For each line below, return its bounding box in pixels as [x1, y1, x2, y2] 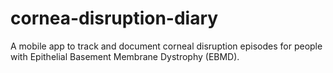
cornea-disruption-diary [10, 7, 219, 30]
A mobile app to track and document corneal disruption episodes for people [10, 40, 323, 52]
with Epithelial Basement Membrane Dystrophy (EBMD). [10, 50, 240, 62]
